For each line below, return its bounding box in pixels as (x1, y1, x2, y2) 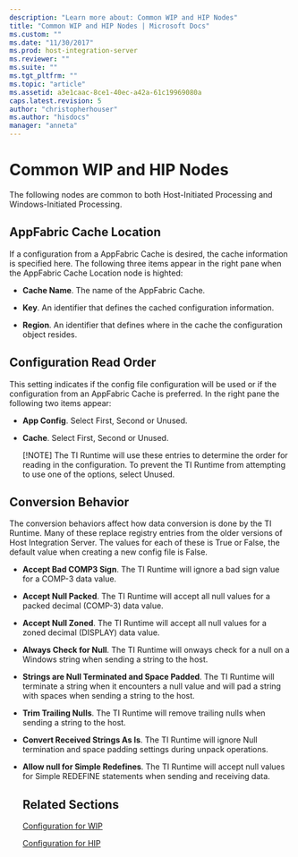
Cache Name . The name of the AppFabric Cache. (21, 284, 206, 295)
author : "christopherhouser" (9, 105, 118, 114)
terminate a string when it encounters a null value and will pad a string (21, 681, 282, 692)
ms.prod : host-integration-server (9, 47, 139, 55)
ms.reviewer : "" (9, 55, 70, 64)
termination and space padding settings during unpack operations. (21, 744, 268, 755)
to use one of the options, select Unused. (21, 469, 175, 479)
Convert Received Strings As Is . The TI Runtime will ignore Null (21, 734, 258, 745)
